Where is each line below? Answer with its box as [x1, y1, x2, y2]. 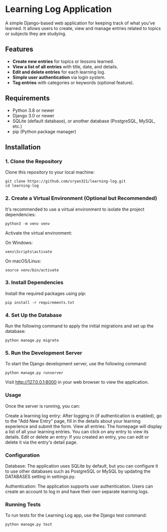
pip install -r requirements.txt [5, 300, 75, 305]
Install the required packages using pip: [5, 290, 86, 296]
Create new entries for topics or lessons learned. [12, 58, 115, 64]
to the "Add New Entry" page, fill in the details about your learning [5, 418, 141, 424]
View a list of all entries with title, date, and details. [12, 63, 118, 69]
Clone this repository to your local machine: [5, 169, 95, 175]
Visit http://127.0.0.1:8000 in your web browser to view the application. [5, 379, 149, 385]
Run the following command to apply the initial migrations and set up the [5, 323, 154, 329]
